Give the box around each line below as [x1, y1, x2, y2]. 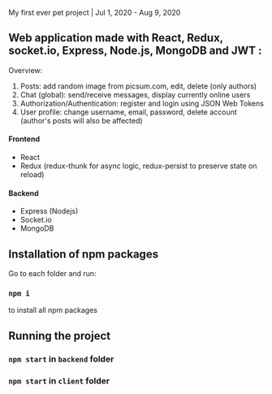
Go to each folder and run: [8, 269, 97, 279]
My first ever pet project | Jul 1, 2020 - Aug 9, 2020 [8, 8, 181, 17]
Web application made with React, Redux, [8, 31, 223, 45]
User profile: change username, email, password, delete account [19, 106, 237, 117]
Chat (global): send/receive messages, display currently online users [19, 89, 251, 99]
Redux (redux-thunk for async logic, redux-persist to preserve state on [19, 161, 257, 171]
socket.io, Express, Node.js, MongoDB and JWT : [8, 44, 262, 58]
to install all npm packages [8, 305, 97, 315]
